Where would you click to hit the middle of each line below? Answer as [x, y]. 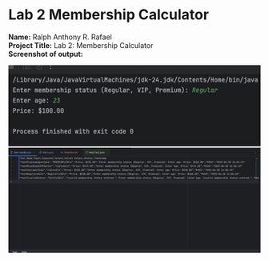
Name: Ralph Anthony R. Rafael [60, 37]
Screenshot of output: [46, 54]
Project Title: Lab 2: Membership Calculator [81, 45]
